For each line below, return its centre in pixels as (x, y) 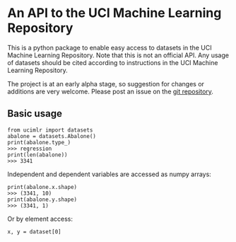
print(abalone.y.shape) (42, 200)
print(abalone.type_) (39, 142)
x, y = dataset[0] (34, 231)
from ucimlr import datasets (50, 130)
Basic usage (35, 114)
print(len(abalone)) (38, 155)
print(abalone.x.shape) (42, 187)
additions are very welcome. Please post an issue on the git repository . (111, 91)
